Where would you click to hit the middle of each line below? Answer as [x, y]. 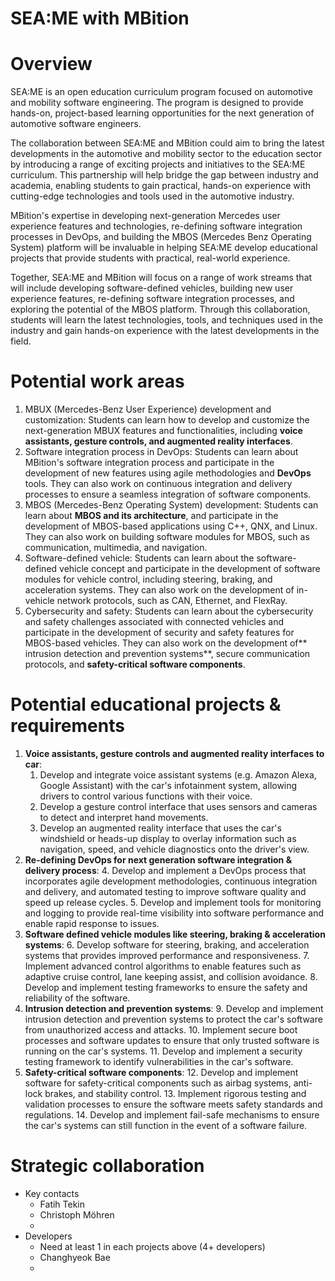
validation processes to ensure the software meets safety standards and [173, 1104]
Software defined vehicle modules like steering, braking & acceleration [175, 934]
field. [21, 341]
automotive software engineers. [76, 124]
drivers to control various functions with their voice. [146, 796]
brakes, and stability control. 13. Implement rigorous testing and [175, 1093]
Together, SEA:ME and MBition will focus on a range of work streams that [161, 278]
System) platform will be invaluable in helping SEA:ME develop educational [164, 248]
